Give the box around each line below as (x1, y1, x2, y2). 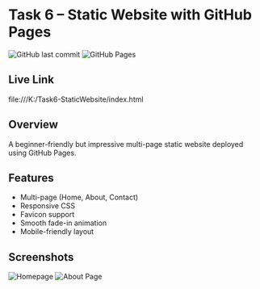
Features (8, 171, 54, 185)
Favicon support (19, 210, 75, 220)
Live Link (8, 73, 55, 86)
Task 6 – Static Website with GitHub (8, 6, 253, 24)
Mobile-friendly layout (19, 227, 94, 237)
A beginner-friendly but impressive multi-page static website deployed (8, 139, 244, 149)
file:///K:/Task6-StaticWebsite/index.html (8, 94, 144, 104)
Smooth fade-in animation (19, 218, 107, 228)
